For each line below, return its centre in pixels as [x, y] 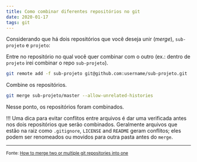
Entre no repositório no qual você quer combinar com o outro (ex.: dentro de [98, 57]
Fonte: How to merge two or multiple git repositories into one [67, 153]
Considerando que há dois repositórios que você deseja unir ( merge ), [90, 39]
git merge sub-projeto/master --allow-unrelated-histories [80, 96]
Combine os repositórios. [37, 85]
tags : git [18, 22]
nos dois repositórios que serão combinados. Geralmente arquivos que [92, 124]
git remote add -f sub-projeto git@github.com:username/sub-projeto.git [97, 74]
